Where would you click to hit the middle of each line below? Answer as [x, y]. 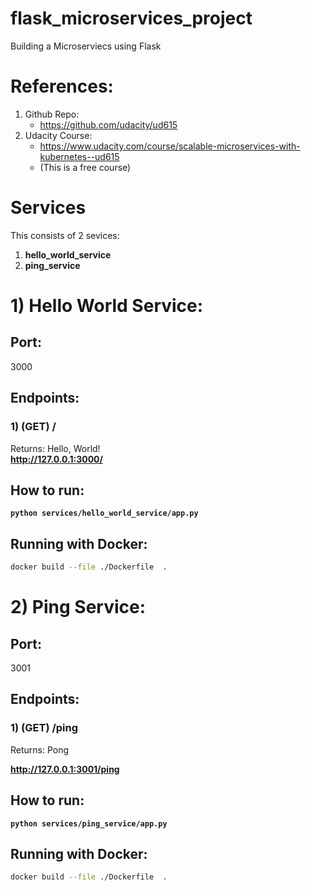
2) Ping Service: [78, 607]
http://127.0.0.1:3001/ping [65, 769]
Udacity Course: [58, 135]
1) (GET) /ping [44, 728]
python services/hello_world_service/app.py [104, 513]
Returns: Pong [40, 749]
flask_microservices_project [131, 18]
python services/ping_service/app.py [89, 823]
